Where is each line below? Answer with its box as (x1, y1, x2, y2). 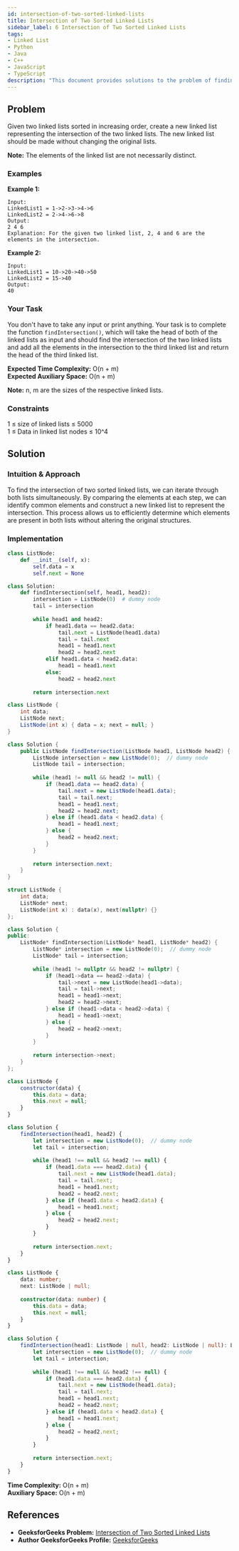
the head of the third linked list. (7, 350, 99, 359)
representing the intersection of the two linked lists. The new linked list (7, 130, 215, 138)
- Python (7, 43, 33, 51)
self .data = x (33, 563, 75, 570)
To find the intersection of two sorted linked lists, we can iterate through (7, 486, 219, 494)
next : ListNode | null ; (20, 1283, 91, 1290)
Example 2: (7, 249, 41, 257)
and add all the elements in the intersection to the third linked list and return (7, 343, 229, 352)
